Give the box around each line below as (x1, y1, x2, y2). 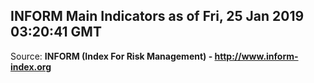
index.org (10, 60, 52, 73)
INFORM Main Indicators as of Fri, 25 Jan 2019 (10, 8, 305, 25)
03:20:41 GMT (10, 24, 102, 41)
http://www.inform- (214, 50, 299, 62)
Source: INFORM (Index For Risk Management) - (10, 50, 213, 62)
